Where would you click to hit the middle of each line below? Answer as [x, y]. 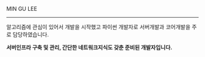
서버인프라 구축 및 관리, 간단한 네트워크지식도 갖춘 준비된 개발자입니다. [89, 47]
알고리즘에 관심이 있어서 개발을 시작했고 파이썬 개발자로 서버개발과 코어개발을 [99, 27]
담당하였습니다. [31, 35]
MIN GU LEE [22, 9]
